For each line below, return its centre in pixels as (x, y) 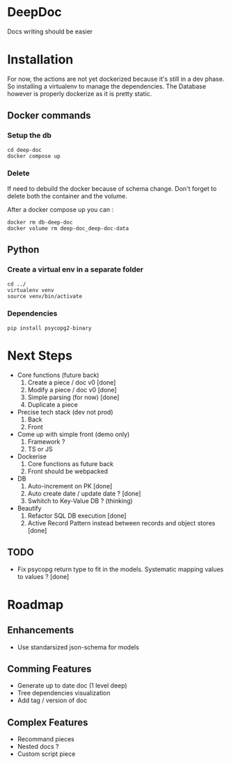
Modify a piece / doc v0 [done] (72, 389)
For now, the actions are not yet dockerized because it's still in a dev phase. (116, 79)
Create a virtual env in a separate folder (75, 270)
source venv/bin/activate (45, 296)
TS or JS (40, 449)
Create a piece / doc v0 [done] (72, 382)
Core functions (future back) (58, 375)
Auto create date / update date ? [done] (84, 493)
